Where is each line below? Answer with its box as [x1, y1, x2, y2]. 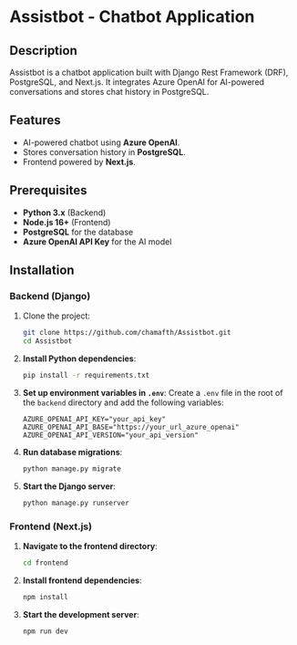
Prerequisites [9, 182, 87, 198]
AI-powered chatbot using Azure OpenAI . [22, 137, 180, 148]
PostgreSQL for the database [22, 226, 134, 237]
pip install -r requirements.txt [22, 371, 150, 380]
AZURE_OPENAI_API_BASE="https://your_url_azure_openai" [22, 422, 240, 432]
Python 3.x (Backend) [22, 207, 107, 218]
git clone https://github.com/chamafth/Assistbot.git [22, 328, 231, 338]
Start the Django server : [22, 481, 117, 492]
